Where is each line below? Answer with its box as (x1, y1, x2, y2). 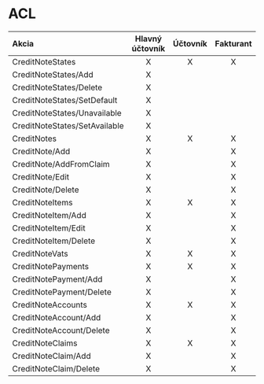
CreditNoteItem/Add (12, 209, 86, 220)
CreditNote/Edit (12, 171, 70, 182)
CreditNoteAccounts (12, 299, 88, 310)
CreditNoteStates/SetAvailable (12, 120, 124, 131)
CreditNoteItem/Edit (12, 222, 86, 233)
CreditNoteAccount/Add (12, 312, 101, 323)
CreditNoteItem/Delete (12, 235, 96, 246)
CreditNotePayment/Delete (12, 286, 112, 297)
